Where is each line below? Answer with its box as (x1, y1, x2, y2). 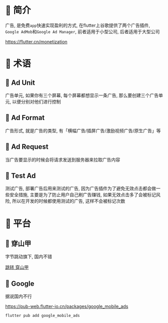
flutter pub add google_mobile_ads (5, 313, 80, 318)
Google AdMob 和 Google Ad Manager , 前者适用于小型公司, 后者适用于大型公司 (5, 28, 160, 34)
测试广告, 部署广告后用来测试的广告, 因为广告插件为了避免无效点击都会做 (5, 185, 156, 192)
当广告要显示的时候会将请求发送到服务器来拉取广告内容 (5, 156, 120, 163)
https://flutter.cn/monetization (5, 38, 68, 44)
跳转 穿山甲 (5, 264, 29, 271)
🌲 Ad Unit (5, 78, 35, 87)
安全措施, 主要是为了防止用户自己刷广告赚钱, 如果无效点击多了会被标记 (9, 192, 156, 198)
